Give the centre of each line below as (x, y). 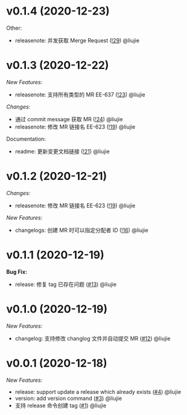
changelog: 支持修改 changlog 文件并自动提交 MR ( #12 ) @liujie (93, 338)
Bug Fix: (17, 271)
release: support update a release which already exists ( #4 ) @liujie (98, 391)
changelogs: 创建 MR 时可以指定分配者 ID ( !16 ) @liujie (82, 230)
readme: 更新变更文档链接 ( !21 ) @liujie (62, 151)
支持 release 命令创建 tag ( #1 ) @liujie (61, 405)
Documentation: (26, 139)
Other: (14, 28)
